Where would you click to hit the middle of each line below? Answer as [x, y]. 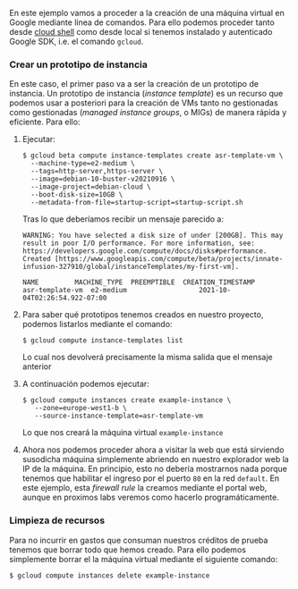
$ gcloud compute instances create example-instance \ [127, 400]
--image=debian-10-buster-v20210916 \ [103, 179]
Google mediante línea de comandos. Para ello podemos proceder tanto [142, 22]
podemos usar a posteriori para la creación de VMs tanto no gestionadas [144, 103]
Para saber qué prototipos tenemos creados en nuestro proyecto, [143, 315]
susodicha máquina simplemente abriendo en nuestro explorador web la [155, 459]
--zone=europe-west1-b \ [81, 408]
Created [36, 259]
